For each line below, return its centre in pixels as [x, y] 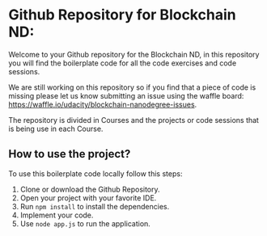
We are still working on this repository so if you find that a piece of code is [132, 87]
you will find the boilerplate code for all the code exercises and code [123, 63]
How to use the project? [70, 154]
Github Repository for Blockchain [122, 15]
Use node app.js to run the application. [85, 223]
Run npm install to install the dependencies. [95, 206]
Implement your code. [57, 215]
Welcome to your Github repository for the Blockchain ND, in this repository [134, 54]
